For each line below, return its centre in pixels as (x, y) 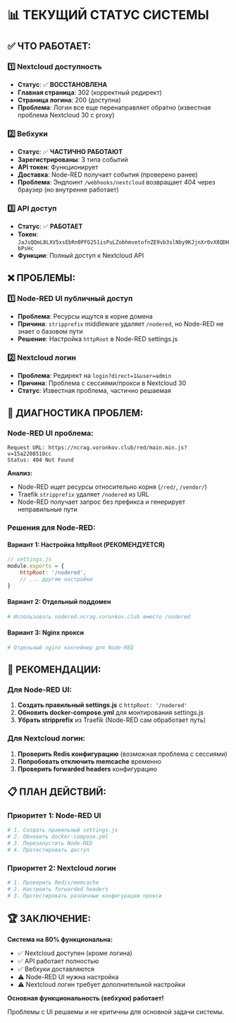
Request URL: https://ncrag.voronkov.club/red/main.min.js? (98, 448)
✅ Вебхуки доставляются (56, 969)
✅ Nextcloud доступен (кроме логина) (75, 953)
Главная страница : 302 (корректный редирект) (89, 92)
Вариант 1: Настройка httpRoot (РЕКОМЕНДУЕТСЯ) (86, 544)
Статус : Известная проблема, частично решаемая (94, 391)
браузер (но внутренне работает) (68, 190)
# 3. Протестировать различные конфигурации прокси (85, 896)
